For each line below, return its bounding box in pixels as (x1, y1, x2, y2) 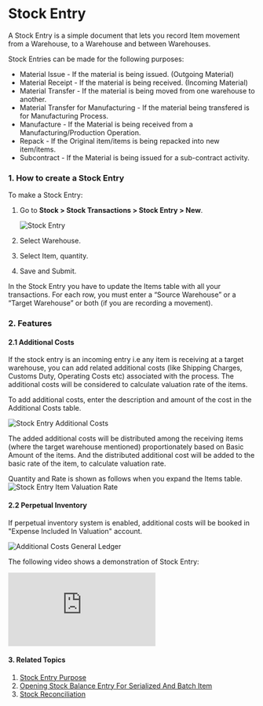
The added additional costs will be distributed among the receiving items (8, 433, 243, 444)
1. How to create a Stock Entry (8, 172, 124, 183)
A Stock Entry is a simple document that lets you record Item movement (8, 31, 240, 40)
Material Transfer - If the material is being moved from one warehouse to (19, 86, 255, 95)
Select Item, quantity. (19, 251, 89, 261)
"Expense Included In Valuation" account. (8, 526, 143, 536)
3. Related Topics (8, 655, 66, 664)
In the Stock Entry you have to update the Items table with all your (8, 282, 221, 291)
